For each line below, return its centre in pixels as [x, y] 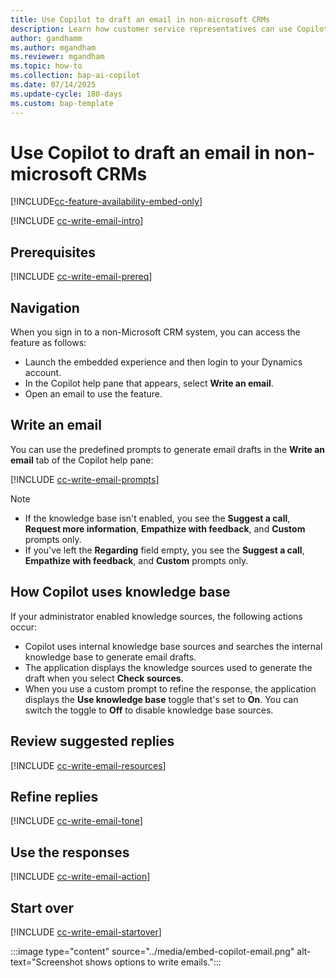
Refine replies [54, 796]
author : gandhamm [46, 38]
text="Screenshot [46, 962]
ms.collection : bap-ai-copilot [75, 76]
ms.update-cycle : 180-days [66, 94]
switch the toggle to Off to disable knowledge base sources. [149, 710]
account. [43, 373]
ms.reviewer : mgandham [57, 57]
